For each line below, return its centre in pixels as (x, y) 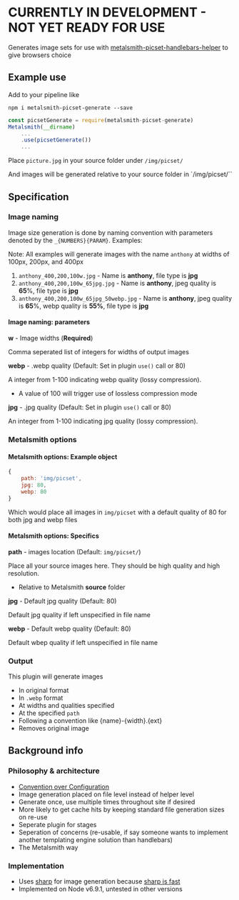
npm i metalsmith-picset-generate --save (71, 108)
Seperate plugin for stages (57, 824)
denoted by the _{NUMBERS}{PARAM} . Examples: (75, 240)
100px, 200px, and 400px (46, 261)
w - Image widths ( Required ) (51, 338)
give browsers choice (40, 55)
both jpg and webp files (43, 519)
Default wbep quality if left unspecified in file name (83, 642)
